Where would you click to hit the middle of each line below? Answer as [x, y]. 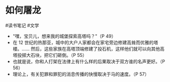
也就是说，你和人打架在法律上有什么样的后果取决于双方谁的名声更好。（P [89, 61]
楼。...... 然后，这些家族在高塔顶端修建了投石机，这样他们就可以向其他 [86, 49]
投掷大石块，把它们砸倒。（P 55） [52, 55]
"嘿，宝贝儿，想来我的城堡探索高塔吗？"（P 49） [64, 36]
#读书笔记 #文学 [22, 25]
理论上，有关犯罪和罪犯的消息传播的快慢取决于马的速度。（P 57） [81, 74]
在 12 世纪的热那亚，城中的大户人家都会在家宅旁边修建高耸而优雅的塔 [85, 42]
